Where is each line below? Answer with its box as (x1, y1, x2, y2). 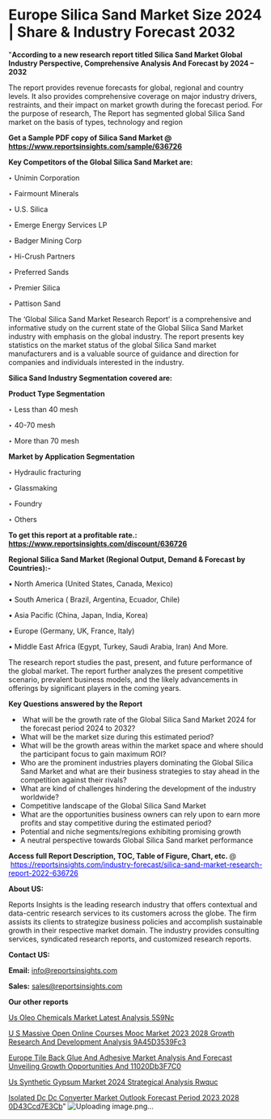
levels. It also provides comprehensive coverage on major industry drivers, (8, 91, 257, 101)
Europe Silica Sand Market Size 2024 (8, 6, 263, 24)
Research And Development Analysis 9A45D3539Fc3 (8, 1036, 187, 1047)
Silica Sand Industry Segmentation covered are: (8, 373, 172, 383)
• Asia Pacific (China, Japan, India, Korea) (8, 610, 148, 620)
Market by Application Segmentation (8, 452, 135, 461)
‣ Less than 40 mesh (8, 404, 78, 414)
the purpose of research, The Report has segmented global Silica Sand (8, 108, 245, 118)
